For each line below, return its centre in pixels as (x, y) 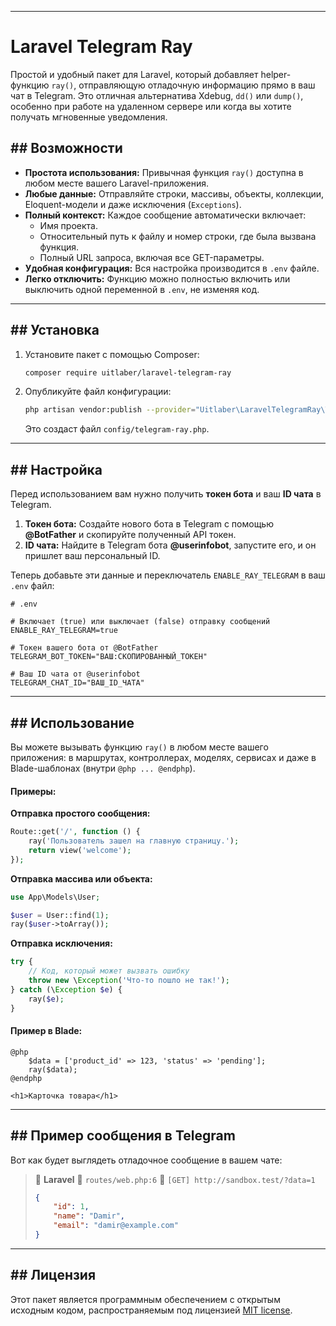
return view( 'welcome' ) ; (80, 850)
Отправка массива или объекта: (81, 878)
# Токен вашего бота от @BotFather (84, 648)
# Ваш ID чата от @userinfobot (75, 674)
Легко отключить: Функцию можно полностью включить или (157, 278)
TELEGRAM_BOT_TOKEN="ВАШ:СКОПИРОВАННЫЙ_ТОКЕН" (109, 657)
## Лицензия (53, 1275)
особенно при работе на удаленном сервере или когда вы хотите (151, 106)
